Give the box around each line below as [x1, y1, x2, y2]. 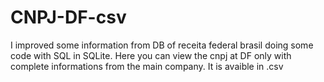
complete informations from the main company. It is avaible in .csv [10, 60, 284, 72]
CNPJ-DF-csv [10, 6, 127, 29]
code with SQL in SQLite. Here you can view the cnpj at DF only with [10, 49, 292, 61]
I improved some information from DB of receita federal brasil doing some [10, 39, 314, 51]
